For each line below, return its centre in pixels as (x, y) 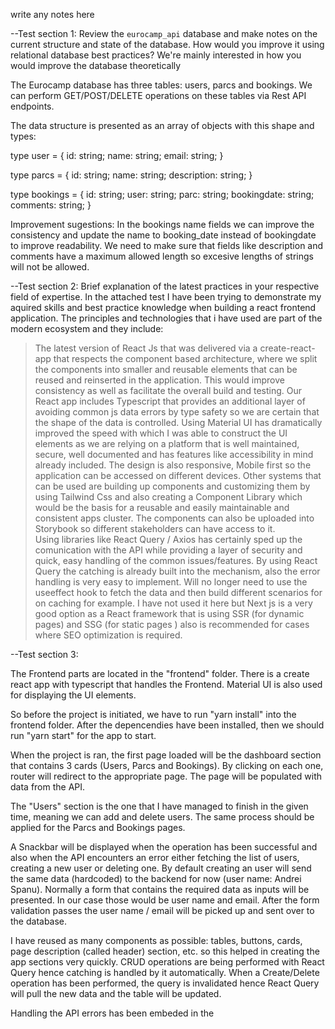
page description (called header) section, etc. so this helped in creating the (165, 951)
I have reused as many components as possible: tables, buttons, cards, (156, 940)
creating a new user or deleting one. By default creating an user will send (161, 868)
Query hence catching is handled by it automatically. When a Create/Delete (165, 972)
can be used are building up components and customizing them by (172, 486)
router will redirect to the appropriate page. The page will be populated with (166, 776)
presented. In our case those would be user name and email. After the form (165, 900)
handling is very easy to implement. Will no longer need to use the (171, 582)
